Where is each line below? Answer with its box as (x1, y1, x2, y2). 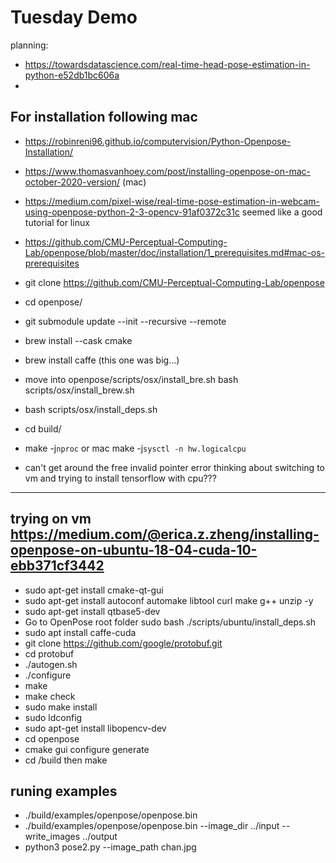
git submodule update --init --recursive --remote (24, 315, 227, 327)
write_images (24, 831, 81, 843)
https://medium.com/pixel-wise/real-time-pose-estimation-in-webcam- (24, 195, 320, 207)
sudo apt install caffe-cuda (24, 626, 137, 638)
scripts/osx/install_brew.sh (24, 384, 135, 396)
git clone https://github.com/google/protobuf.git (24, 637, 223, 649)
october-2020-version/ (24, 176, 121, 188)
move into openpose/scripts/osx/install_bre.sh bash (24, 373, 239, 385)
